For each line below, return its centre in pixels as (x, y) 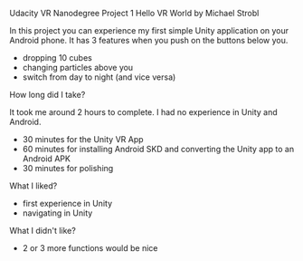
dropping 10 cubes (57, 58)
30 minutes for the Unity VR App (83, 139)
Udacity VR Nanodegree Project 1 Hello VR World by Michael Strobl (134, 13)
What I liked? (33, 186)
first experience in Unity (67, 203)
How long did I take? (47, 95)
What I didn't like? (43, 231)
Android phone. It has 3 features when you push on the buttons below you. (149, 40)
